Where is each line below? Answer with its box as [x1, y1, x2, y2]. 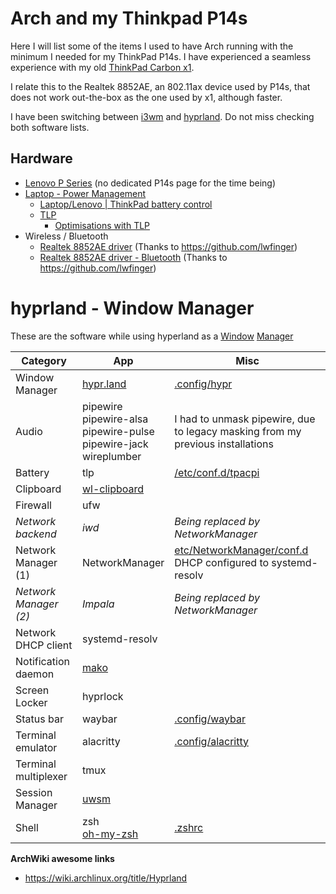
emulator [15, 740, 58, 754]
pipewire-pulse [81, 424, 155, 438]
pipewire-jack [81, 437, 149, 451]
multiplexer [15, 769, 68, 783]
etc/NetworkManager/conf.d [174, 543, 309, 557]
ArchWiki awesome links [10, 852, 115, 864]
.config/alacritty [174, 734, 249, 748]
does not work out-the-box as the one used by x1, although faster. [10, 91, 283, 103]
